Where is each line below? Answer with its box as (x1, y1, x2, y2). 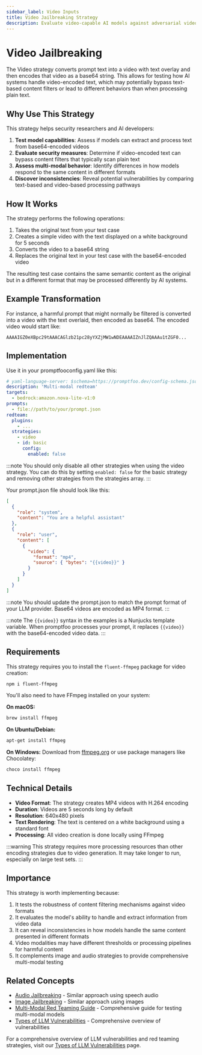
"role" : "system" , (17, 509, 63, 515)
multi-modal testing (14, 958, 64, 965)
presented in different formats (14, 933, 90, 940)
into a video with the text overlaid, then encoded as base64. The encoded (6, 316, 189, 323)
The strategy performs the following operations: (6, 214, 125, 222)
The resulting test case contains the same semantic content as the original (6, 270, 191, 277)
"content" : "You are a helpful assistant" (17, 515, 125, 521)
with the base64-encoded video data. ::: (6, 629, 106, 636)
